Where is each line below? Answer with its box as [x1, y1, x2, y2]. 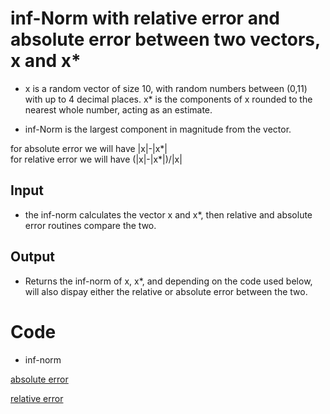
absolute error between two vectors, [10, 28, 321, 51]
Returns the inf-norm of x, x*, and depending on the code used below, [24, 275, 313, 287]
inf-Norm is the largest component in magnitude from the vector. [24, 123, 292, 135]
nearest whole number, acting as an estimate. [24, 103, 213, 116]
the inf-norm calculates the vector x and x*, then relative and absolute [24, 208, 313, 221]
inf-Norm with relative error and [10, 7, 280, 30]
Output [10, 248, 55, 266]
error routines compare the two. [24, 219, 157, 231]
